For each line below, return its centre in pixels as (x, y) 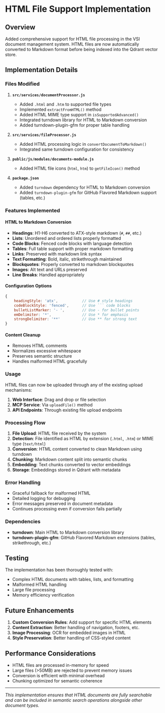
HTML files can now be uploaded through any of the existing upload (74, 385)
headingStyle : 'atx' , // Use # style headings (73, 301)
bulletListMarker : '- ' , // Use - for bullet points (77, 310)
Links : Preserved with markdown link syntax (57, 254)
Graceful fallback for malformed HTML (51, 493)
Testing (17, 558)
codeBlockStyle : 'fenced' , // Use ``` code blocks (72, 305)
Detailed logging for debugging (44, 499)
